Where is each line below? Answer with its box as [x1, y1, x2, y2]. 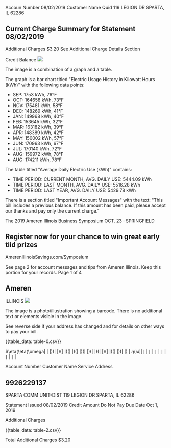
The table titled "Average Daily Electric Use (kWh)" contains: [5, 166, 132, 172]
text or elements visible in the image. [5, 313, 83, 320]
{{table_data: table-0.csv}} [5, 338, 61, 345]
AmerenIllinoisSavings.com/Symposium [5, 254, 89, 260]
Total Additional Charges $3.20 [5, 437, 71, 443]
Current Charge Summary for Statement [5, 24, 136, 33]
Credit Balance [5, 56, 37, 63]
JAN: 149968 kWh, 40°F [12, 113, 64, 119]
